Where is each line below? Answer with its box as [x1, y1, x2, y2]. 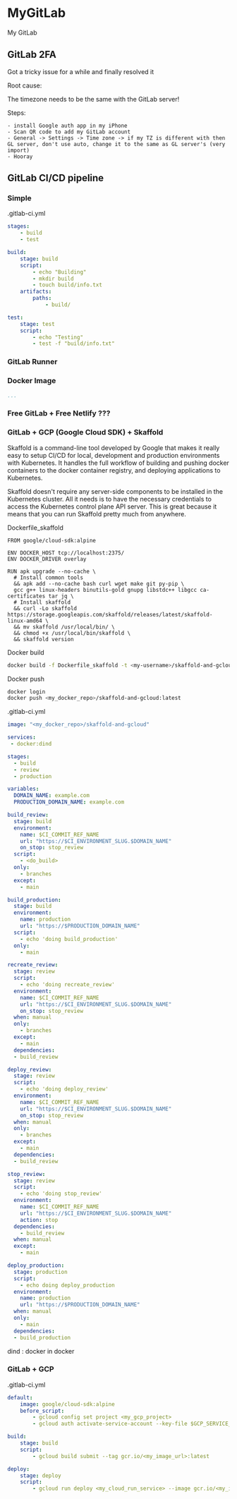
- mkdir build [32, 275, 74, 282]
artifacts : [20, 288, 52, 296]
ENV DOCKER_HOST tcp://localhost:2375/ [7, 549, 125, 557]
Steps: [7, 108, 26, 117]
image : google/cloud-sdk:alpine [20, 1400, 115, 1408]
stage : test [20, 320, 55, 327]
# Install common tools [13, 573, 83, 581]
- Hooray [7, 153, 33, 160]
